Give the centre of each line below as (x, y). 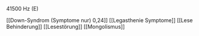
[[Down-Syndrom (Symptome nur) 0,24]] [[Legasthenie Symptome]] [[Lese (99, 20)
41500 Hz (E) (23, 9)
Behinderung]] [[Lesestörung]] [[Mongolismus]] (66, 27)
